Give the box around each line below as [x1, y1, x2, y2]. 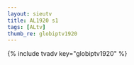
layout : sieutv [7, 10, 52, 18]
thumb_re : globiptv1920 [7, 30, 78, 37]
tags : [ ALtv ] [7, 23, 46, 30]
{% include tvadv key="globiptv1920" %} [7, 49, 128, 58]
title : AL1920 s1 [7, 17, 59, 24]
